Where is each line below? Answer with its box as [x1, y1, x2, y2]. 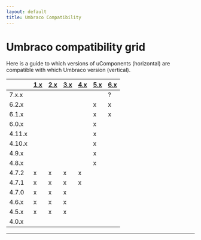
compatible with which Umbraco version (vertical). [6, 67, 131, 74]
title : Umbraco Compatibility [6, 14, 82, 20]
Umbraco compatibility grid [6, 40, 145, 54]
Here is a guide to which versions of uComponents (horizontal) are [6, 60, 170, 67]
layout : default [6, 8, 47, 15]
